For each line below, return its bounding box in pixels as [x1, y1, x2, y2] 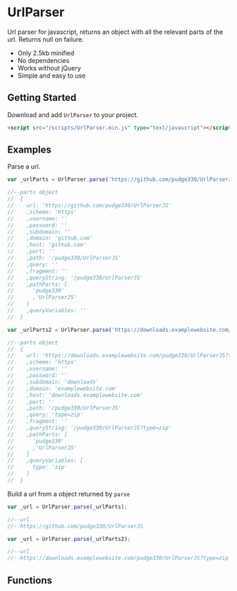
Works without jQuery [17, 64, 81, 72]
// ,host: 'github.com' [7, 241, 87, 249]
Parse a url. [7, 162, 41, 171]
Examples [7, 144, 51, 156]
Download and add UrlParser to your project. [7, 110, 139, 119]
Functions [7, 574, 53, 586]
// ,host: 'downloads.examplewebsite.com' [7, 391, 143, 399]
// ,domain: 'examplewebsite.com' [7, 385, 119, 392]
